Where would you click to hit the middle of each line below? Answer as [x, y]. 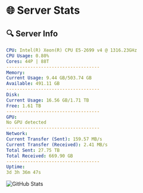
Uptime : [16, 167]
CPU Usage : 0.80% [28, 56]
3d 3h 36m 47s [24, 173]
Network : [17, 134]
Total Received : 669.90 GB [40, 156]
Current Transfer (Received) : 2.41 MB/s [57, 145]
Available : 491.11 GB [33, 84]
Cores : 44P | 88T [28, 61]
